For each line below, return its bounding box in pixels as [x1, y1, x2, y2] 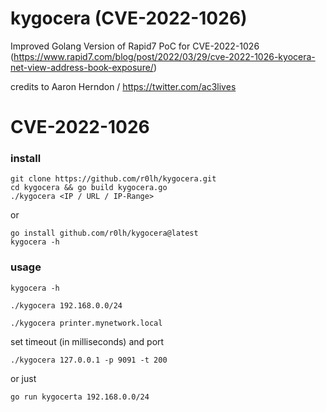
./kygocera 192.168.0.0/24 [10, 300, 123, 311]
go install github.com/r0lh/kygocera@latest [10, 228, 199, 239]
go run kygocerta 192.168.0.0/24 [10, 392, 150, 402]
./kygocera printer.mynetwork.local [10, 318, 163, 328]
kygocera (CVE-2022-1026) [10, 7, 248, 30]
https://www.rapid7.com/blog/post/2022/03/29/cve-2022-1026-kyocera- [13, 50, 316, 62]
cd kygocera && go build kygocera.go [10, 183, 168, 193]
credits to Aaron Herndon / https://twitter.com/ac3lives [10, 80, 237, 92]
